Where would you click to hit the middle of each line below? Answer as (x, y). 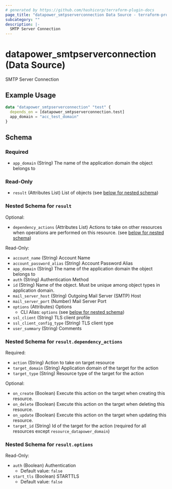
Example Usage (31, 95)
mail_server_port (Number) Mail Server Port (59, 301)
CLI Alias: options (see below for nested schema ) (72, 312)
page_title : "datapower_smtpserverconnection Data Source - (71, 15)
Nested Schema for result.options (49, 444)
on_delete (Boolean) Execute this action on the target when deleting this (89, 404)
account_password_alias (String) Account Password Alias (73, 263)
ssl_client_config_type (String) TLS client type (63, 323)
